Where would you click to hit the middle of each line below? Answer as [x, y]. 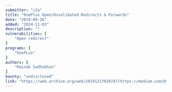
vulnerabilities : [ [26, 34]
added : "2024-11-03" [27, 24]
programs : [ [18, 48]
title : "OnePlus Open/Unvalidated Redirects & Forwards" [67, 15]
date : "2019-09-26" [26, 19]
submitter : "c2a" [24, 10]
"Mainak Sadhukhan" [35, 67]
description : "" [23, 29]
